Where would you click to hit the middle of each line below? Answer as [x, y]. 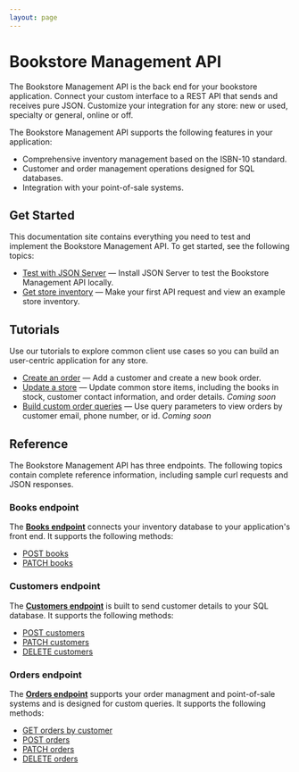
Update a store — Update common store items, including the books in [150, 387]
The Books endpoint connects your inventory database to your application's [150, 527]
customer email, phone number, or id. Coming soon [116, 416]
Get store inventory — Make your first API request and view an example [154, 292]
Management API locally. [68, 283]
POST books [45, 553]
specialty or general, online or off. [71, 115]
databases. [43, 178]
